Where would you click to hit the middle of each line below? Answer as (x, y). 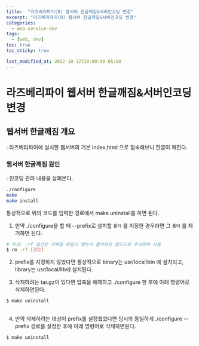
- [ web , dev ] (28, 39)
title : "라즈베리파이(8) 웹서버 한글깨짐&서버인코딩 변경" (70, 12)
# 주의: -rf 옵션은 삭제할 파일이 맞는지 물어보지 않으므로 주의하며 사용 (84, 244)
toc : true (19, 45)
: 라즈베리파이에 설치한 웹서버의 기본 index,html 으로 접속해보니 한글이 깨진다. (97, 147)
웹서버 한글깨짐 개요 (41, 132)
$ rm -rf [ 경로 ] (25, 250)
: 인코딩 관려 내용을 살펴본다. (40, 178)
